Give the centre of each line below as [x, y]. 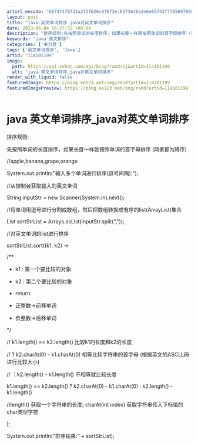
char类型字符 [23, 412]
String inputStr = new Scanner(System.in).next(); [66, 197]
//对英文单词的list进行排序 [38, 233]
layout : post [23, 17]
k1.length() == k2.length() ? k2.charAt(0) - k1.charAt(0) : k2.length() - [90, 386]
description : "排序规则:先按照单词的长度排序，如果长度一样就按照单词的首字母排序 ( [99, 34]
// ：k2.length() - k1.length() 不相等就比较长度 [62, 374]
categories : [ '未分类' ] [34, 45]
